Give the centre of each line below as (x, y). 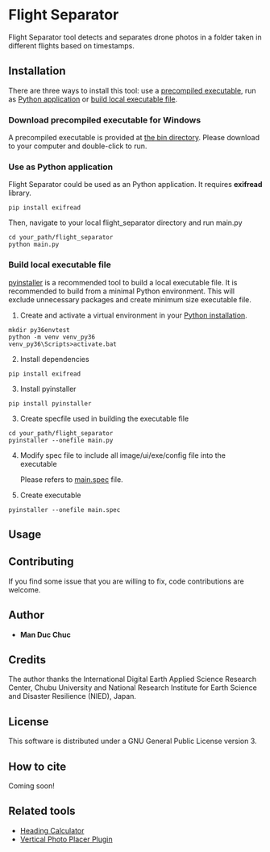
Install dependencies (55, 359)
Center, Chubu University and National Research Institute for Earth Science (133, 688)
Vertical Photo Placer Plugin (66, 839)
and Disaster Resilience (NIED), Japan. (73, 696)
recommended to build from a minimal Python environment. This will (122, 291)
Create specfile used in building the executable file (104, 418)
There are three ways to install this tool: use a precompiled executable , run (132, 90)
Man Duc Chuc (45, 634)
